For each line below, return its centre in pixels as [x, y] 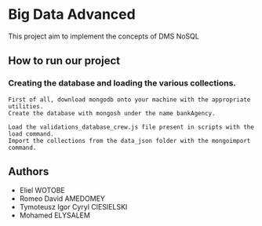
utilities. [26, 106]
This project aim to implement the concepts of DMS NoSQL [104, 36]
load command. [31, 134]
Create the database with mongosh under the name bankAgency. [112, 113]
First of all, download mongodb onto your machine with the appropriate [129, 100]
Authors [29, 171]
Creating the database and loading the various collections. [122, 83]
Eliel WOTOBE [42, 191]
